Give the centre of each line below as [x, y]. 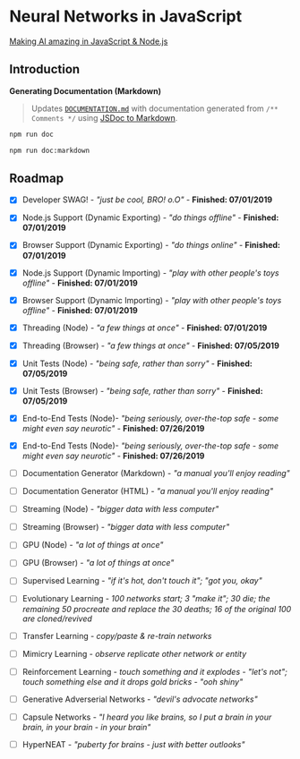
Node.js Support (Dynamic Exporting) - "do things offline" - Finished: [150, 217]
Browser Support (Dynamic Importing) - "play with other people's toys [152, 300]
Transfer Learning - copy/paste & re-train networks [117, 635]
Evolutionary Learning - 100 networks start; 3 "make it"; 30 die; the [146, 599]
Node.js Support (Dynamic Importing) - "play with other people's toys [150, 273]
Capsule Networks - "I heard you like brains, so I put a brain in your [147, 717]
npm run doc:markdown [50, 150]
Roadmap [37, 178]
